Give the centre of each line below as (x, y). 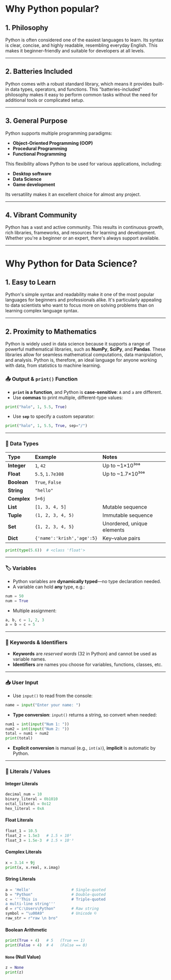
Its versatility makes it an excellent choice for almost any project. (73, 194)
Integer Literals (22, 783)
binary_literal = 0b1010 (32, 799)
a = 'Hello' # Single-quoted (55, 890)
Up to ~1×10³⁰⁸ (122, 465)
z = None (15, 968)
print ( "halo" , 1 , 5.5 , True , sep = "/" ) (46, 426)
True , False (48, 482)
